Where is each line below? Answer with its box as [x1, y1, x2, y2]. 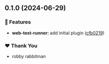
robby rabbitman [11, 53, 46, 59]
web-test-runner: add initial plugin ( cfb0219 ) [11, 30, 105, 36]
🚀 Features [4, 19, 31, 26]
